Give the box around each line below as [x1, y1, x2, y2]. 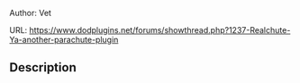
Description [9, 60, 77, 75]
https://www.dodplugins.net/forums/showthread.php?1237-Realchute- [29, 25, 291, 35]
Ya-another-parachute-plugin [9, 35, 119, 45]
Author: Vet [9, 8, 52, 18]
